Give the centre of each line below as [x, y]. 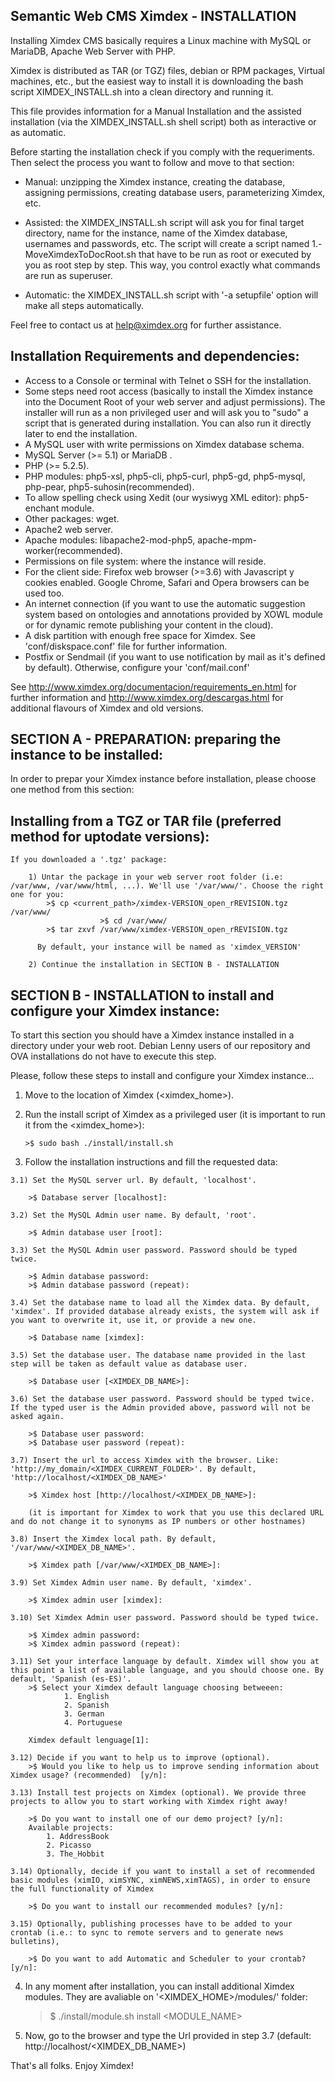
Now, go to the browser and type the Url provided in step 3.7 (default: [168, 2036]
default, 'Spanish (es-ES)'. [71, 1679]
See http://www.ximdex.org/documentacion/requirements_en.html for [153, 686]
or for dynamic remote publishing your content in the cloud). [149, 625]
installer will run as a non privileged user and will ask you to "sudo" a [166, 412]
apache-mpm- [227, 540]
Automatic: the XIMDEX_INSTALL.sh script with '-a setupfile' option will [171, 295]
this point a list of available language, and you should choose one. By [167, 1670]
